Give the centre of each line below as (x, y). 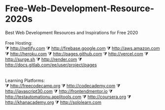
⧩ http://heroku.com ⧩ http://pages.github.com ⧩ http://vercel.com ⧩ (77, 54)
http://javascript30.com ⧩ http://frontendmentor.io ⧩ (59, 91)
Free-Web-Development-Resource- (80, 9)
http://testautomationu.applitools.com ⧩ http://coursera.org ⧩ (68, 97)
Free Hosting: (19, 43)
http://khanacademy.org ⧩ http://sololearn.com (53, 102)
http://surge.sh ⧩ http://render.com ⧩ (44, 59)
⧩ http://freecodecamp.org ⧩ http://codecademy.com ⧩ (63, 85)
